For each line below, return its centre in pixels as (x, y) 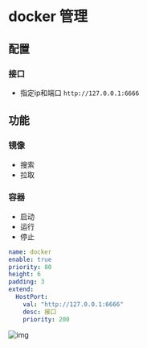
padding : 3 (27, 282)
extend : (21, 290)
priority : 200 (46, 319)
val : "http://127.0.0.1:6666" (73, 304)
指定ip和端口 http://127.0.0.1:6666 (80, 93)
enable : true (30, 259)
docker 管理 (48, 17)
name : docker (30, 252)
